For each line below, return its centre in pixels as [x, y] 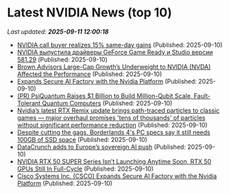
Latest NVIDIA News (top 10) [90, 13]
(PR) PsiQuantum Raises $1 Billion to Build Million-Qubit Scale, [105, 96]
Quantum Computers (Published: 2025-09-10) [107, 103]
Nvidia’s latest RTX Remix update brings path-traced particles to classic [118, 110]
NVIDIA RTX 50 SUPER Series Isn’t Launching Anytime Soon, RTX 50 [114, 161]
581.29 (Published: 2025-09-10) [62, 59]
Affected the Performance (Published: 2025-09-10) [89, 74]
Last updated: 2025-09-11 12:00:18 [58, 32]
